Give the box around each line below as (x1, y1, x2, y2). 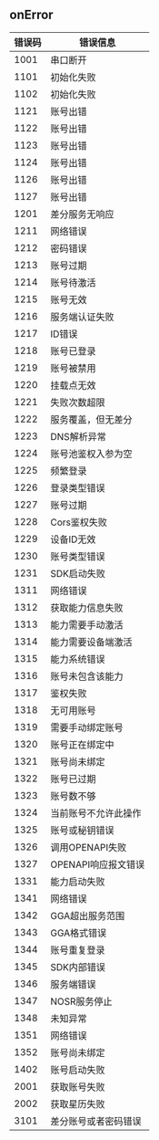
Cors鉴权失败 (50, 516, 107, 528)
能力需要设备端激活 (50, 635, 134, 648)
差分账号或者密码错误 (50, 1114, 143, 1127)
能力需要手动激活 (50, 618, 124, 631)
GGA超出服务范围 (50, 909, 125, 922)
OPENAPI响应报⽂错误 (50, 858, 145, 871)
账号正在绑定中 (50, 738, 115, 751)
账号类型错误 (50, 549, 106, 562)
